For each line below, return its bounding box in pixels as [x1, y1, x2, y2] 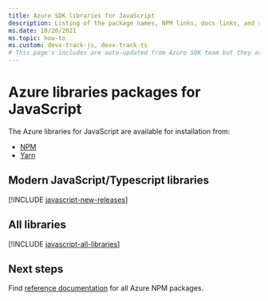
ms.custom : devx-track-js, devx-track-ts [8, 42, 148, 50]
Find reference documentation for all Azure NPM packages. [8, 283, 204, 293]
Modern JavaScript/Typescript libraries [8, 173, 210, 188]
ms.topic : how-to [8, 34, 66, 42]
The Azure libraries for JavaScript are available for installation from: [8, 126, 231, 136]
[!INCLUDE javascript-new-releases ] [8, 195, 128, 204]
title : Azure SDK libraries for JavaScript [8, 11, 156, 20]
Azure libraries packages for [8, 83, 201, 101]
